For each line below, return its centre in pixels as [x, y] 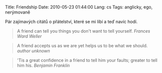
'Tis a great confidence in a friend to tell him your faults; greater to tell [87, 60]
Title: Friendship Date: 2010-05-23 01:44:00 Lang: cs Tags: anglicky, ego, [79, 7]
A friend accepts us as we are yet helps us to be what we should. [82, 46]
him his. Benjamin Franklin [43, 65]
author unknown [33, 51]
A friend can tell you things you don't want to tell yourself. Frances [83, 31]
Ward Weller [29, 36]
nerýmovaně [18, 12]
